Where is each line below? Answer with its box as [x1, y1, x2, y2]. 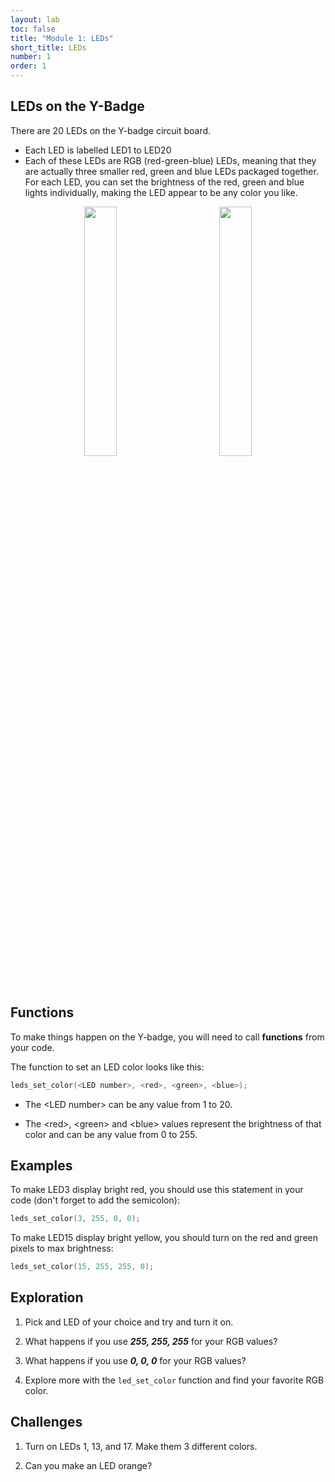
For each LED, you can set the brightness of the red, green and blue [24, 176, 305, 188]
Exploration [10, 1289, 84, 1306]
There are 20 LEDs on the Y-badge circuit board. [10, 124, 212, 136]
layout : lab [10, 14, 60, 25]
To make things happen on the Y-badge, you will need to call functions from [10, 1031, 325, 1043]
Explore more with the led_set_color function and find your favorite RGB [24, 1374, 325, 1386]
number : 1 [10, 52, 52, 62]
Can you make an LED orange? [24, 1459, 153, 1471]
